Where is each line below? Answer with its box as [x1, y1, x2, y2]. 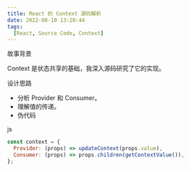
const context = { [7, 138, 60, 146]
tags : [7, 23, 23, 30]
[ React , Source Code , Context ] [13, 29, 104, 37]
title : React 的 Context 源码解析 [7, 10, 102, 17]
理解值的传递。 [17, 102, 60, 111]
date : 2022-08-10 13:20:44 [7, 17, 85, 24]
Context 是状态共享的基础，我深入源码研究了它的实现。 [7, 64, 165, 73]
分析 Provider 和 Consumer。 [17, 94, 101, 102]
